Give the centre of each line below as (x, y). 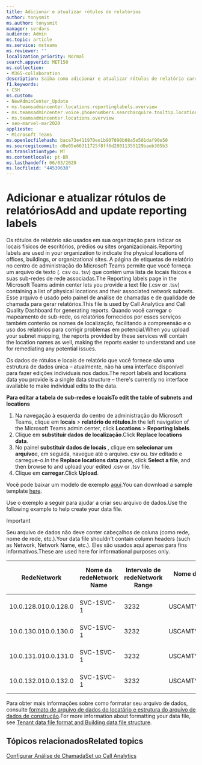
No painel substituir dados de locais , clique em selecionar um (94, 448)
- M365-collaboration (33, 73)
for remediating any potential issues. (51, 349)
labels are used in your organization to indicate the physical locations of (95, 253)
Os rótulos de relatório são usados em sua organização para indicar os (94, 240)
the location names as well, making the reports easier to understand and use (101, 343)
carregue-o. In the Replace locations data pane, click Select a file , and (103, 460)
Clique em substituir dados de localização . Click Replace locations (98, 435)
